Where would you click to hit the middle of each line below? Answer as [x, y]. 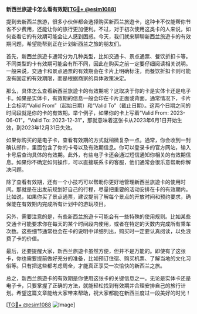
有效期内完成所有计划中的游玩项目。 [65, 204]
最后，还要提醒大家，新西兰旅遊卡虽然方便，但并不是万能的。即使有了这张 [96, 251]
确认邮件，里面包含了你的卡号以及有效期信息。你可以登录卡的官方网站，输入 [98, 147]
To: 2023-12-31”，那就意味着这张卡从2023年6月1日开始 [110, 120]
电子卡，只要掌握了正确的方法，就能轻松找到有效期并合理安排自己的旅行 [93, 285]
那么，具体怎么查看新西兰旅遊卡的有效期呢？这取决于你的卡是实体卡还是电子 [98, 91]
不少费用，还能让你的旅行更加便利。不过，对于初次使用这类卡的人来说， [98, 29]
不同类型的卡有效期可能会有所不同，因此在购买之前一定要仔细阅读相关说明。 [98, 64]
